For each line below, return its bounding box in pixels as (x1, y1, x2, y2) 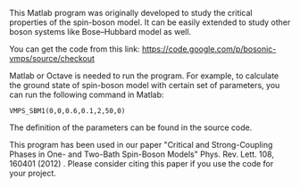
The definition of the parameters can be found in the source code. (9, 122, 253, 133)
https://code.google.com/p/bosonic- (141, 44, 277, 54)
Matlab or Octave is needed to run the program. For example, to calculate (9, 70, 279, 81)
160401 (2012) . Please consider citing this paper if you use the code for (9, 159, 274, 168)
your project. (9, 168, 56, 178)
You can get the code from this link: (9, 44, 140, 54)
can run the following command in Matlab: (9, 89, 164, 100)
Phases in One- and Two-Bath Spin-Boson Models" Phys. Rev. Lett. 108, (9, 149, 275, 159)
